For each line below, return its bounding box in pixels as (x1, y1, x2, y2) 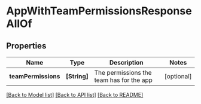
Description (109, 59, 144, 66)
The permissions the (94, 69, 152, 77)
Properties (6, 41, 47, 51)
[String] (65, 72, 89, 80)
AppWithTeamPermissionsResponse (6, 4, 193, 18)
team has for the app (94, 76, 153, 84)
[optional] (164, 72, 192, 80)
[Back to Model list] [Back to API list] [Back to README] (6, 91, 144, 98)
